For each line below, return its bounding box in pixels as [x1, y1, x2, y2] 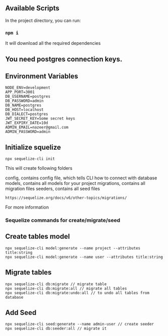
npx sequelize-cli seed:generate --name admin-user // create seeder [5, 322, 154, 327]
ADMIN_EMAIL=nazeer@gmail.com [5, 125, 69, 130]
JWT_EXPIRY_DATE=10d [5, 120, 49, 125]
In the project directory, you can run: [5, 17, 81, 23]
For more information [5, 204, 49, 211]
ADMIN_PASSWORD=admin [5, 129, 51, 135]
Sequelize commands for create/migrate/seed [5, 217, 121, 224]
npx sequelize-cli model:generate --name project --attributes [5, 245, 141, 251]
